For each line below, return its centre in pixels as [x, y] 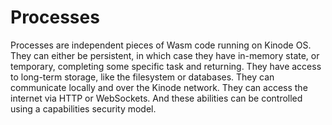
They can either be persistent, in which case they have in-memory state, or [165, 55]
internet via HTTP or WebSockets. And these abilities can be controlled [156, 98]
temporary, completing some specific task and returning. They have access [166, 66]
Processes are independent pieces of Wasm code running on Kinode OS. [161, 45]
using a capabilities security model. [83, 108]
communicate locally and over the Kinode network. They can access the [159, 87]
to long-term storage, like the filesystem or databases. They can [142, 77]
